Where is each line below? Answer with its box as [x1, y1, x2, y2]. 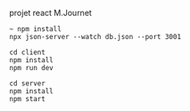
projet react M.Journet [9, 8, 92, 18]
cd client [9, 48, 46, 57]
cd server [9, 79, 46, 88]
